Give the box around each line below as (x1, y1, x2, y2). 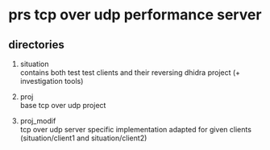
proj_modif (19, 116, 56, 126)
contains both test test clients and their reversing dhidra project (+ (19, 68, 240, 77)
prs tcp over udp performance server (8, 6, 262, 24)
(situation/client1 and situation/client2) (19, 133, 147, 143)
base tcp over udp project (19, 101, 106, 110)
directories (8, 38, 64, 52)
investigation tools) (19, 77, 84, 85)
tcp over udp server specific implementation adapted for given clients (19, 125, 252, 134)
